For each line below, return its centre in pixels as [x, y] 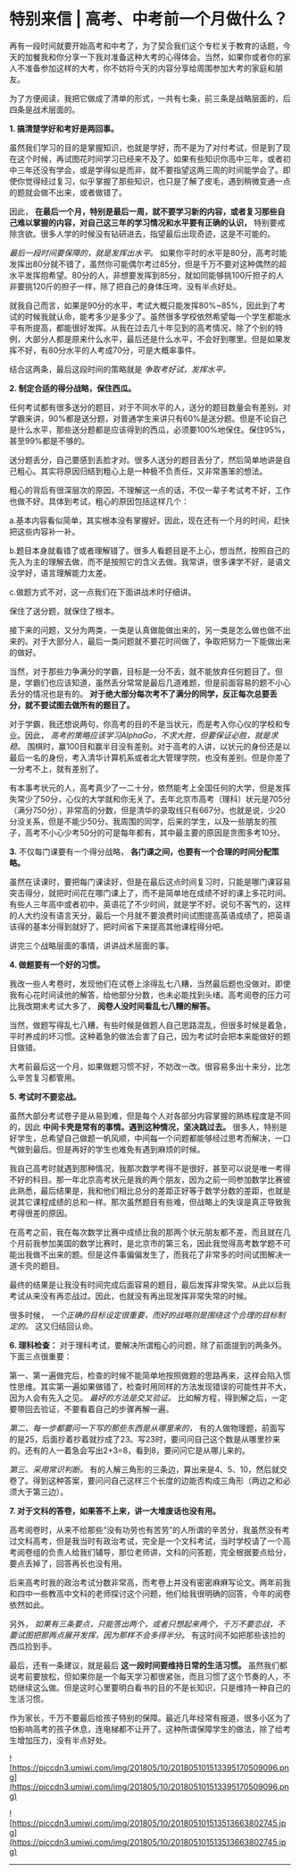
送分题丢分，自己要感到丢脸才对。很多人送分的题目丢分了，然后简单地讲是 [146, 459]
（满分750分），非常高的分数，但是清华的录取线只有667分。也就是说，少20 [147, 810]
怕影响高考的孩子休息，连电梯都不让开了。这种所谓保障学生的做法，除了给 [146, 1729]
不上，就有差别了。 [68, 768]
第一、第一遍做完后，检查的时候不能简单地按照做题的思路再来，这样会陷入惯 [150, 1375]
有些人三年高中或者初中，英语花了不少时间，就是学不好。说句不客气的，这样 [150, 904]
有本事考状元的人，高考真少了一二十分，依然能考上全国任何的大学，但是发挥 [150, 787]
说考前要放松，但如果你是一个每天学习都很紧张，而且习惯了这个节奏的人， [146, 1676]
